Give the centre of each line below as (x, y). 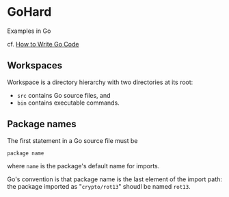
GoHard (29, 12)
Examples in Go (29, 31)
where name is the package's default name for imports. (83, 166)
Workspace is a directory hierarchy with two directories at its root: (100, 82)
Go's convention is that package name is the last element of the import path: (114, 179)
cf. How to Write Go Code (43, 44)
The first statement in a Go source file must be (72, 140)
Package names (42, 124)
